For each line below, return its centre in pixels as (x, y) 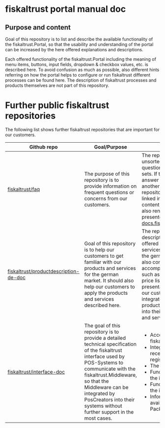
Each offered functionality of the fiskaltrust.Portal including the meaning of (81, 59)
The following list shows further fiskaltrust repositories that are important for (82, 129)
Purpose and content (38, 27)
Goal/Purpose (111, 147)
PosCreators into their (110, 399)
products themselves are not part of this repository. (57, 85)
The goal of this (102, 325)
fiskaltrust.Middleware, (111, 375)
